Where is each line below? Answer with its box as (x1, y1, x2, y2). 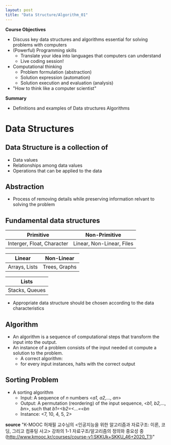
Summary (5, 95, 27, 101)
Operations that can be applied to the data (12, 167, 102, 174)
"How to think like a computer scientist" (12, 85, 97, 91)
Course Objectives (5, 26, 46, 32)
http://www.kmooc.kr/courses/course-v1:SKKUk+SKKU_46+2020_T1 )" (7, 433, 155, 440)
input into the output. (12, 339, 57, 345)
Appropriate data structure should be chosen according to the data (12, 300, 155, 306)
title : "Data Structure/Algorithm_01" (5, 12, 88, 17)
